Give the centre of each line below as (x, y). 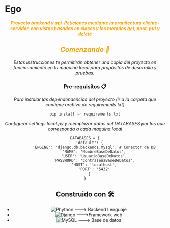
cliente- (151, 23)
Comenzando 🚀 (85, 50)
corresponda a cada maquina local (85, 129)
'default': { (90, 143)
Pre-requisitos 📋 (85, 86)
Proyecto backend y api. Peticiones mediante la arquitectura (76, 23)
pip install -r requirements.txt (85, 114)
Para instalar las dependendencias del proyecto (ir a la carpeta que (85, 99)
